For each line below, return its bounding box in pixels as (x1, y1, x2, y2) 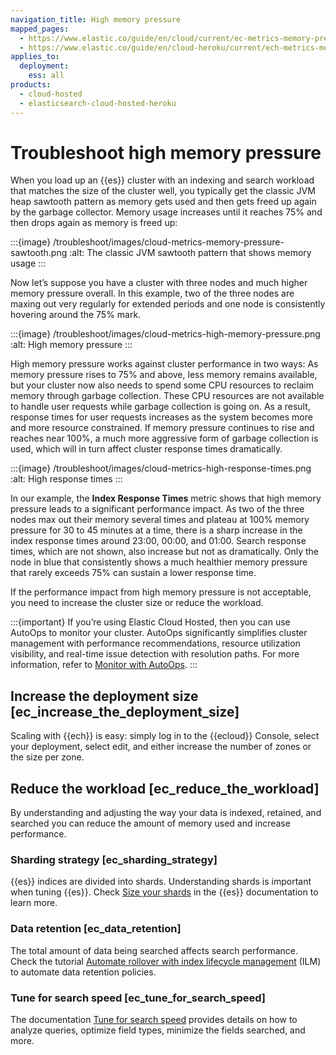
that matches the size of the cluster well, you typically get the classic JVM (10, 185, 316, 197)
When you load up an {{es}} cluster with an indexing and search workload (10, 174, 315, 186)
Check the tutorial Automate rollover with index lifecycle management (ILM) (10, 955, 322, 967)
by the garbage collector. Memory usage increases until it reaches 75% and (10, 206, 323, 218)
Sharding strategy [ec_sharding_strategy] (10, 852, 218, 866)
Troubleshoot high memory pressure (10, 141, 322, 164)
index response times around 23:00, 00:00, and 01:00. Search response (10, 535, 307, 547)
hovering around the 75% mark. (10, 309, 142, 321)
